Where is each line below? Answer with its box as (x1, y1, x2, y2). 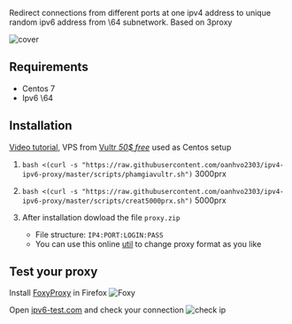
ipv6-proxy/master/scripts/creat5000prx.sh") (21, 197, 193, 205)
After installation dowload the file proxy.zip (21, 212, 181, 222)
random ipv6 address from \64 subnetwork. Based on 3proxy (9, 17, 233, 27)
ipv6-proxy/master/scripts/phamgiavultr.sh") (21, 170, 193, 179)
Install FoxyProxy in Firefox (9, 288, 108, 298)
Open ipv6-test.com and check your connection (9, 305, 184, 315)
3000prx (194, 168, 227, 179)
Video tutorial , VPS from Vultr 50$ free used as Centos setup (9, 142, 232, 152)
